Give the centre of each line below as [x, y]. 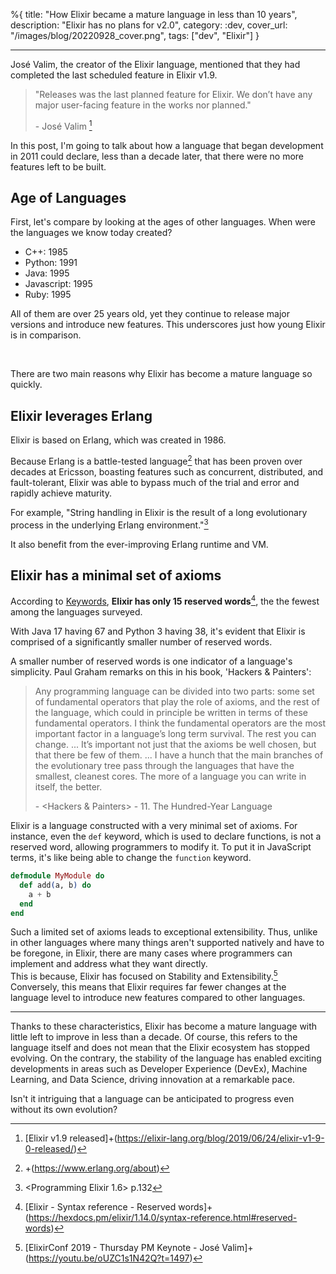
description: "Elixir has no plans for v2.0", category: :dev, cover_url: [149, 25]
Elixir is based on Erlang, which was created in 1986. [118, 440]
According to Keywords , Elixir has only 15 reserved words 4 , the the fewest [165, 601]
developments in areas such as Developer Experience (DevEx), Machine [159, 1069]
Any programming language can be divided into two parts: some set [174, 691]
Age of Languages [68, 198]
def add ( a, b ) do [55, 885]
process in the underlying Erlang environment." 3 [109, 524]
